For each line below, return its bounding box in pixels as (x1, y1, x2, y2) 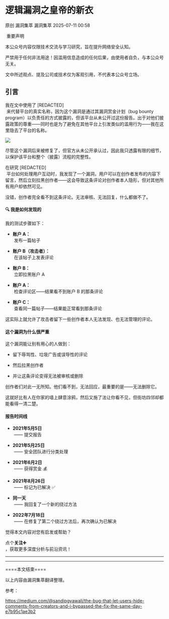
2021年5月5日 (12, 425, 42, 431)
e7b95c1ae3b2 (5, 608, 36, 614)
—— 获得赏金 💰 (14, 466, 48, 472)
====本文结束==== (5, 566, 47, 573)
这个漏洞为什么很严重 (5, 328, 49, 334)
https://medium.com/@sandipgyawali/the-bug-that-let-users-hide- (5, 598, 145, 604)
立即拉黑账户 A (14, 271, 45, 277)
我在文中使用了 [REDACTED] (5, 102, 64, 108)
